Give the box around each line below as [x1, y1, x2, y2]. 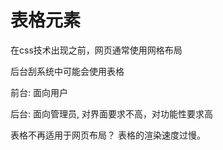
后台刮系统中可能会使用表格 [10, 65, 125, 77]
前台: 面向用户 [10, 86, 68, 98]
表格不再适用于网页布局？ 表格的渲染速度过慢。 [10, 129, 206, 141]
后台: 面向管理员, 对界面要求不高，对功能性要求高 [10, 107, 213, 120]
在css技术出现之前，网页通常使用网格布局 [10, 44, 183, 56]
